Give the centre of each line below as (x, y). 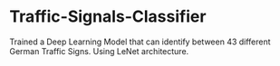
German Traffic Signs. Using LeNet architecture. (99, 51)
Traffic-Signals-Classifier (108, 17)
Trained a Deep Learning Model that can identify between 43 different (140, 42)
